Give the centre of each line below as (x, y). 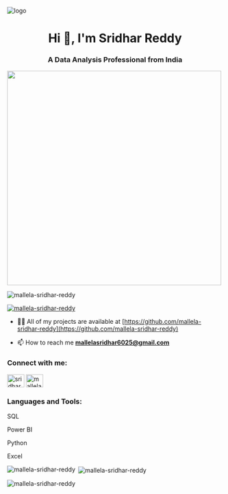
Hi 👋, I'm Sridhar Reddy (115, 38)
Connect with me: (37, 363)
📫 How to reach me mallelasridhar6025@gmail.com (93, 342)
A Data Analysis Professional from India (115, 60)
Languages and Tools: (45, 401)
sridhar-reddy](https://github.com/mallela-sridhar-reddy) (98, 329)
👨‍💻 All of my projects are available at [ (71, 322)
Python (17, 443)
